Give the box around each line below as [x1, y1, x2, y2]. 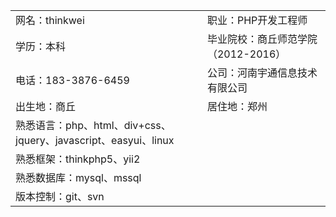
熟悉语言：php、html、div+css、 [15, 119, 172, 132]
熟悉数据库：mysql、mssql [15, 171, 142, 184]
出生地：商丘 [15, 100, 77, 113]
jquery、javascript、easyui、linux [15, 134, 175, 147]
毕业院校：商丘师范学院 [206, 32, 318, 46]
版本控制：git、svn [15, 190, 105, 203]
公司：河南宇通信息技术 [206, 66, 318, 79]
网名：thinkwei [15, 14, 85, 27]
